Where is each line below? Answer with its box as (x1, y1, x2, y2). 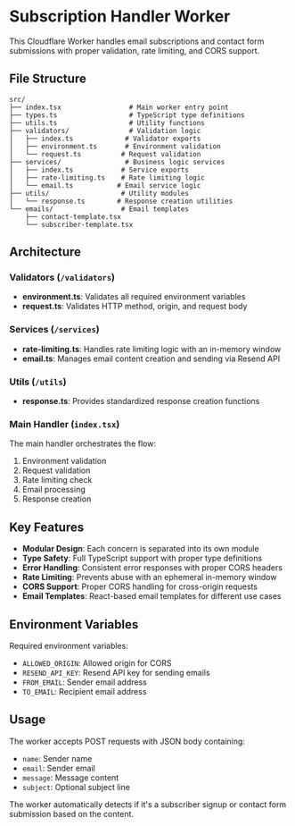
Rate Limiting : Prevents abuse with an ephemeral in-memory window (21, 572, 277, 583)
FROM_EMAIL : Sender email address (21, 677, 147, 687)
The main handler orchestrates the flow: (9, 438, 156, 449)
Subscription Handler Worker (9, 6, 231, 27)
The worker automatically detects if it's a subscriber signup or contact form (9, 798, 287, 810)
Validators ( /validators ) (9, 271, 116, 283)
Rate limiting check (21, 475, 93, 485)
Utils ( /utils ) (9, 375, 67, 388)
